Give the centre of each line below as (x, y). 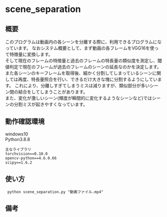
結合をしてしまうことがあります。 (53, 92)
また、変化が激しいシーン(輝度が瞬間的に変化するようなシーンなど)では (79, 98)
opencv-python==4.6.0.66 (31, 158)
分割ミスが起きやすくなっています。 (51, 104)
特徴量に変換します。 (31, 54)
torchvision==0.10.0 (27, 153)
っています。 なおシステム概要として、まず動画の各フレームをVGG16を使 (80, 48)
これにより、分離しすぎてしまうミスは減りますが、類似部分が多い (82, 85)
